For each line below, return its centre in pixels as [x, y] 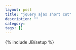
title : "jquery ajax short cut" [38, 14]
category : [15, 24]
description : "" [22, 19]
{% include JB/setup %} [30, 42]
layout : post [19, 10]
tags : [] [14, 28]
